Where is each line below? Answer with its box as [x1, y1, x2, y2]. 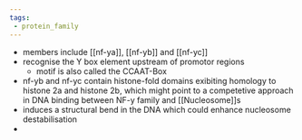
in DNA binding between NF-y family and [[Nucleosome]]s [22, 94, 241, 105]
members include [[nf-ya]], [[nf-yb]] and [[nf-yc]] [22, 46, 209, 57]
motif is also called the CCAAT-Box [35, 65, 168, 77]
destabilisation [22, 114, 78, 125]
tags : [9, 13, 30, 23]
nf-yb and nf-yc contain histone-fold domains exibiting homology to [22, 75, 277, 86]
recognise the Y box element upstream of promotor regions [22, 56, 245, 67]
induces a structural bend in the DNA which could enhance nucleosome [22, 104, 292, 115]
